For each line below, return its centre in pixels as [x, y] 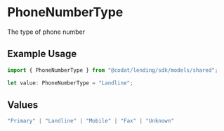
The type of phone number [46, 32]
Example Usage [42, 54]
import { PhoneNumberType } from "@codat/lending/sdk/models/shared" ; [113, 70]
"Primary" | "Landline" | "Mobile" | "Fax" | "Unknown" [91, 121]
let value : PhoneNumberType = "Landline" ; [70, 83]
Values [23, 105]
